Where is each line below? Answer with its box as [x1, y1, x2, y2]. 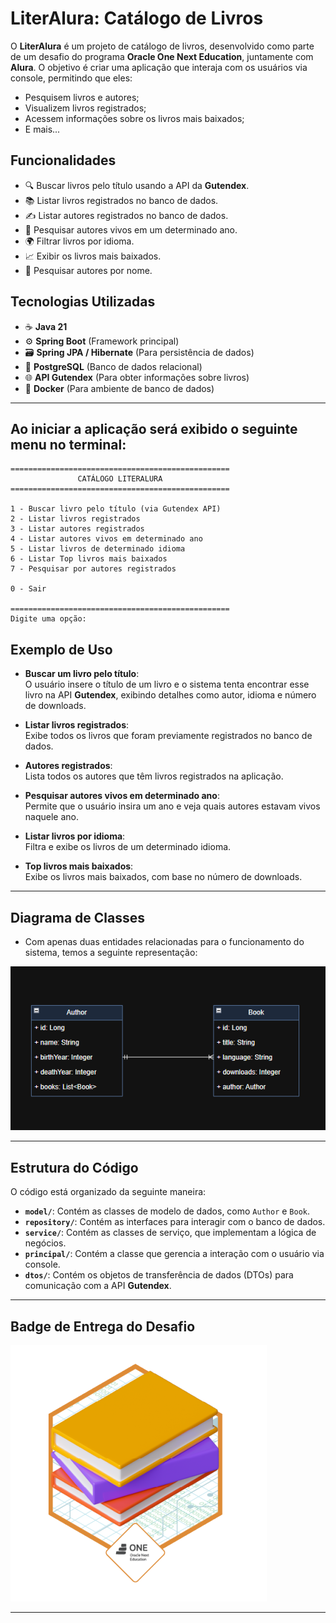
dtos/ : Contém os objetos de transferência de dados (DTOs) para [24, 1269, 294, 1281]
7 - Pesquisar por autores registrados [10, 564, 177, 574]
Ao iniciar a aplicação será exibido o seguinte [10, 420, 298, 437]
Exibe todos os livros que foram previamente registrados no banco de [24, 730, 313, 742]
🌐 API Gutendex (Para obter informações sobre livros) [24, 371, 250, 383]
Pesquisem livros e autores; [24, 91, 140, 103]
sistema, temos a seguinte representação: [24, 947, 198, 958]
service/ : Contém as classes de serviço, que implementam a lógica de [24, 1227, 317, 1239]
